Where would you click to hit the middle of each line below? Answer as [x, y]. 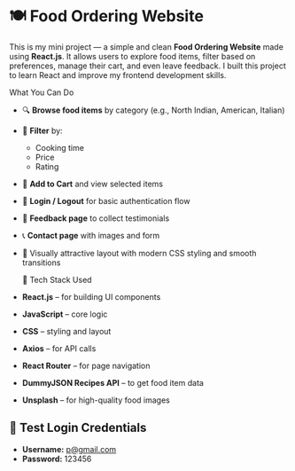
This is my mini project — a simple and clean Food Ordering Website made [146, 47]
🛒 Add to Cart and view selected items [93, 184]
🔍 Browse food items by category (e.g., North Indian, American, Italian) [153, 110]
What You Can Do [42, 92]
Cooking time [59, 147]
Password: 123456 [57, 459]
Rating [47, 166]
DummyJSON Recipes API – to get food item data [113, 382]
